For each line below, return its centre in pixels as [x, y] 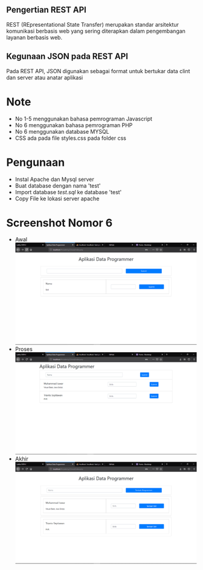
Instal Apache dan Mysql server [55, 179]
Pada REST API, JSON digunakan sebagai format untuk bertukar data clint [98, 71]
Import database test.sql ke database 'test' [68, 192]
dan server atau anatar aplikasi [45, 77]
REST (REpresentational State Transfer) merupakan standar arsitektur [93, 24]
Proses [24, 349]
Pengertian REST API [46, 10]
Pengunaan [36, 162]
